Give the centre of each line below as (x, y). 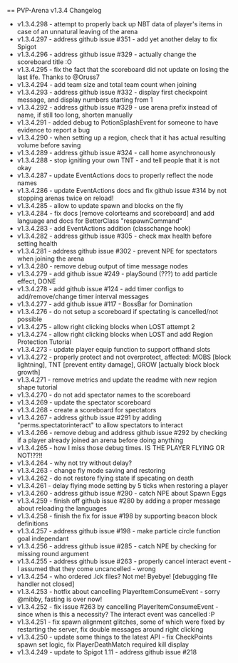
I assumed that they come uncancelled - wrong (86, 569)
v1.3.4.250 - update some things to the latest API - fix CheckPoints (115, 637)
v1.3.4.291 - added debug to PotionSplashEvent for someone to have (118, 122)
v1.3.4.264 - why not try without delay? (74, 463)
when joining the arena (51, 259)
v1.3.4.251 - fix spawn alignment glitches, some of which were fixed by (121, 622)
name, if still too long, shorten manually (75, 115)
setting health (37, 244)
